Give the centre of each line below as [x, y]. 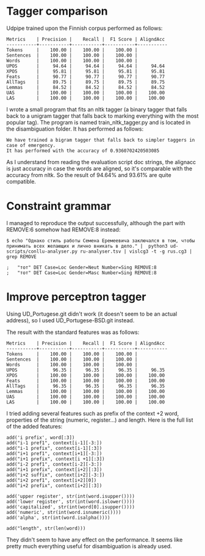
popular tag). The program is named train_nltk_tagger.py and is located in [99, 122]
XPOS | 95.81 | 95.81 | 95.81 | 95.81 [86, 71]
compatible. [21, 181]
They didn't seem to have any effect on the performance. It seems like [95, 540]
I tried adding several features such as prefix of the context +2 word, [93, 413]
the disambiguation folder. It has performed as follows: [75, 129]
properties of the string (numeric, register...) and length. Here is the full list [100, 420]
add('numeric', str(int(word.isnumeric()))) [64, 512]
